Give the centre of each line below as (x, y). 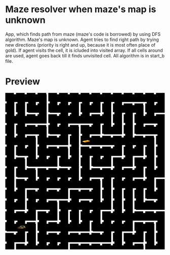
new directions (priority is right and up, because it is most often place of (80, 45)
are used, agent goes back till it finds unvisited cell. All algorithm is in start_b (85, 56)
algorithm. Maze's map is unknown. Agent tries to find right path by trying (82, 40)
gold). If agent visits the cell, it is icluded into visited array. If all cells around (84, 50)
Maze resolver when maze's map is (81, 9)
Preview (23, 82)
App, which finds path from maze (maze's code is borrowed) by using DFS (83, 34)
